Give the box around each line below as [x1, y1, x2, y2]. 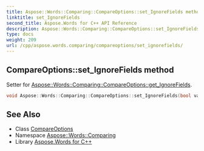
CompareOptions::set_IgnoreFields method [6, 65, 174, 75]
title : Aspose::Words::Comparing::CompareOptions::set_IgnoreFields [6, 8, 183, 15]
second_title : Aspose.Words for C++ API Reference [6, 20, 137, 26]
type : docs [6, 31, 34, 37]
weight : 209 [6, 37, 36, 43]
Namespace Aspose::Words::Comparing [15, 132, 116, 139]
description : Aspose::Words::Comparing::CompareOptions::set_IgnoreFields [6, 25, 200, 32]
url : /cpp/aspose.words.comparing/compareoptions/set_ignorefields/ [6, 43, 183, 49]
